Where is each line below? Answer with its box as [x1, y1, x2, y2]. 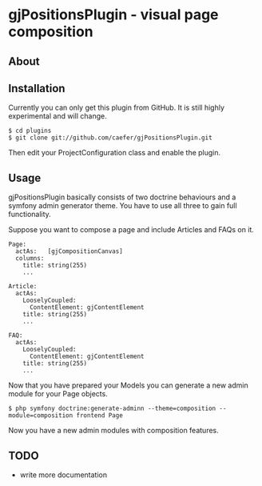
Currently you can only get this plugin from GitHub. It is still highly [8, 102, 225, 113]
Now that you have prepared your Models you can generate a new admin [8, 380, 249, 390]
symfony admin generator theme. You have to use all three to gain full [8, 201, 237, 211]
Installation [8, 82, 65, 95]
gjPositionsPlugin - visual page [8, 6, 219, 24]
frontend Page [76, 412, 124, 420]
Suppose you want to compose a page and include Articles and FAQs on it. [8, 225, 254, 235]
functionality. [8, 210, 52, 219]
